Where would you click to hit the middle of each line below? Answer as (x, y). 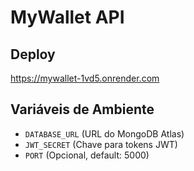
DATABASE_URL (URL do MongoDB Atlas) (104, 133)
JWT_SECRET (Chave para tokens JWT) (101, 144)
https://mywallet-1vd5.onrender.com (85, 78)
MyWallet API (67, 17)
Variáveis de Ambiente (82, 109)
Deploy (33, 54)
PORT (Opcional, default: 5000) (87, 155)
